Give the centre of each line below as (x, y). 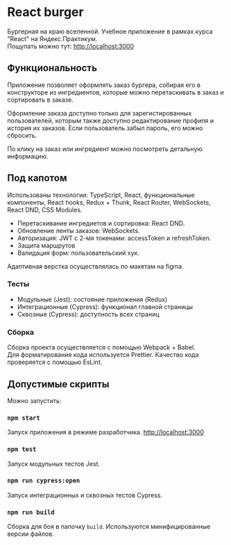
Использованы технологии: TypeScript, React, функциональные (101, 195)
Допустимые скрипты (58, 384)
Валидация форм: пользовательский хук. (78, 253)
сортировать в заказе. (41, 100)
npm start (24, 418)
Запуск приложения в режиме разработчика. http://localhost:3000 (106, 432)
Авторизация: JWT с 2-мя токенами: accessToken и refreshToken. (114, 238)
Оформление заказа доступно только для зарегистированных (100, 113)
